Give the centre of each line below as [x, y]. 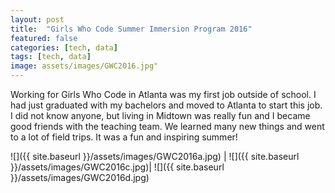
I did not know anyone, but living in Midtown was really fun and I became [160, 115]
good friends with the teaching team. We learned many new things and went [167, 126]
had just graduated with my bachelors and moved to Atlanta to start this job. [166, 105]
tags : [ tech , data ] [51, 57]
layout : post [37, 19]
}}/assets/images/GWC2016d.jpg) [80, 177]
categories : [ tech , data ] [64, 47]
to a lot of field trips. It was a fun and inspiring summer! [124, 137]
